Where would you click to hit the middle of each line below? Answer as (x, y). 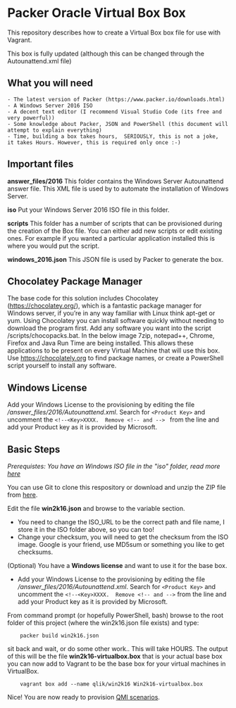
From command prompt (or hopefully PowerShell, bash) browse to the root (116, 615)
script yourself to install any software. (62, 366)
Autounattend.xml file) (39, 61)
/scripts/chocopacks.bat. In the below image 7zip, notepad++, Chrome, (111, 336)
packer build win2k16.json (60, 636)
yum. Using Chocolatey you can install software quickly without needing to (116, 321)
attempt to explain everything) (55, 130)
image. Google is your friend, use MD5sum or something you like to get (121, 544)
